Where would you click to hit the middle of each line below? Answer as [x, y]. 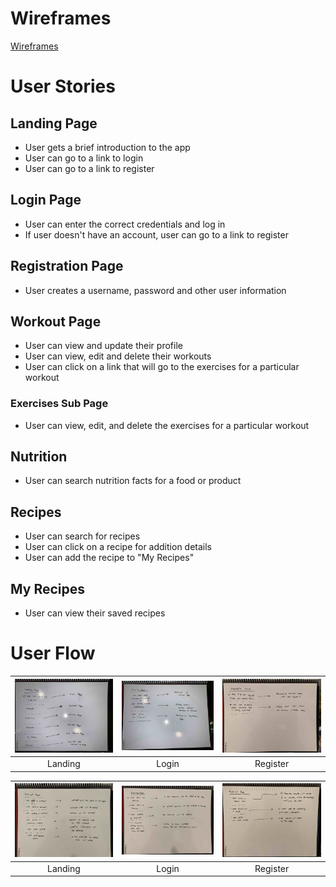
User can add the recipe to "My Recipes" [109, 558]
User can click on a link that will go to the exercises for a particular [162, 367]
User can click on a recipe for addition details [118, 547]
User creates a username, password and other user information [155, 290]
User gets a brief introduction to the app [107, 147]
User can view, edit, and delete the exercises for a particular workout [167, 425]
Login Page [46, 200]
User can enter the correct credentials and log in [125, 224]
